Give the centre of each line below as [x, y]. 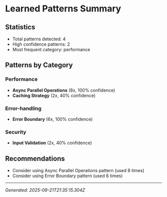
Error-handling [23, 108]
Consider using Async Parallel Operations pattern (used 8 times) [78, 171]
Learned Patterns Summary [63, 9]
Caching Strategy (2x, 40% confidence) [54, 96]
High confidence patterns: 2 [41, 44]
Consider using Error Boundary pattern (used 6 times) [68, 176]
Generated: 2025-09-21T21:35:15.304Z [45, 190]
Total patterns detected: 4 [39, 39]
